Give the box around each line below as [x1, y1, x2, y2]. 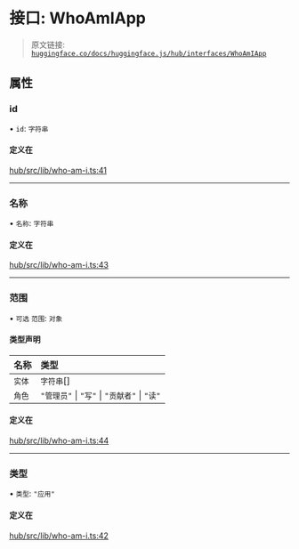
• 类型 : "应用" [9, 488, 55, 499]
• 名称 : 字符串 [9, 218, 54, 229]
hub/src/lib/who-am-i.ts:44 [9, 435, 109, 446]
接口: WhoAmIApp [9, 8, 147, 28]
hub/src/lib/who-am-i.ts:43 [9, 260, 109, 270]
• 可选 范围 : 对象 [9, 312, 63, 323]
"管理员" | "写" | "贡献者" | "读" [40, 389, 162, 401]
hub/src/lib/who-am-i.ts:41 [9, 165, 107, 175]
